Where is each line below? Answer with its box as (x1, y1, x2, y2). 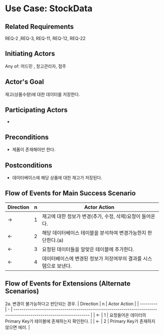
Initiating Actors (5, 49, 55, 58)
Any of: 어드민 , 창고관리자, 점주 (5, 63, 66, 69)
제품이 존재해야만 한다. (12, 146, 56, 152)
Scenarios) (5, 287, 39, 295)
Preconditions (5, 133, 49, 141)
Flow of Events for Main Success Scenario (5, 189, 136, 197)
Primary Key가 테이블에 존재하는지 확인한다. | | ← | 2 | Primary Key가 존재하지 (5, 318, 156, 324)
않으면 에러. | (5, 324, 30, 330)
